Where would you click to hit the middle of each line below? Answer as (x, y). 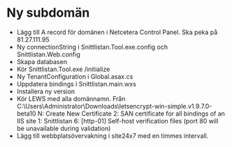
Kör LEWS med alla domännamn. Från (71, 98)
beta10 (26, 114)
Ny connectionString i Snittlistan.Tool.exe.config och (92, 47)
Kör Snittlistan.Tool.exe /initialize (63, 69)
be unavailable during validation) (64, 128)
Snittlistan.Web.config (49, 54)
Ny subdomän (48, 13)
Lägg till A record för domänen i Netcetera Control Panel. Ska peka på (117, 32)
